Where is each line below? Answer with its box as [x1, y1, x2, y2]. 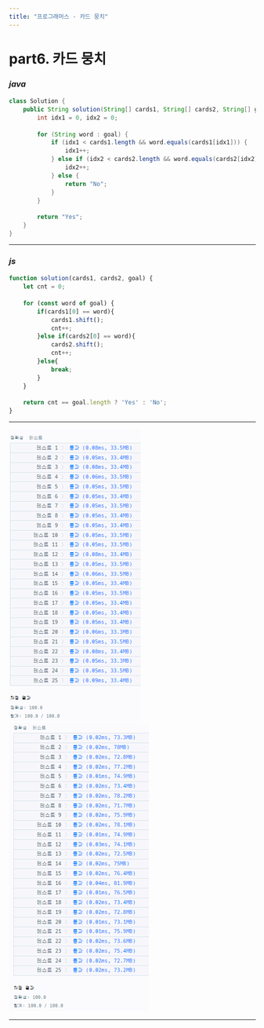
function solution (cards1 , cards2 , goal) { [9, 275, 154, 283]
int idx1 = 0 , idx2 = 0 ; [37, 114, 118, 122]
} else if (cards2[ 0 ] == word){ [37, 332, 136, 341]
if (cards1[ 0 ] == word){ [37, 307, 114, 316]
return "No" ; [64, 180, 108, 188]
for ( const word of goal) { [23, 299, 114, 307]
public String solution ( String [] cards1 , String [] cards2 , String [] [23, 105, 251, 113]
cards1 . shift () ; [50, 316, 104, 324]
